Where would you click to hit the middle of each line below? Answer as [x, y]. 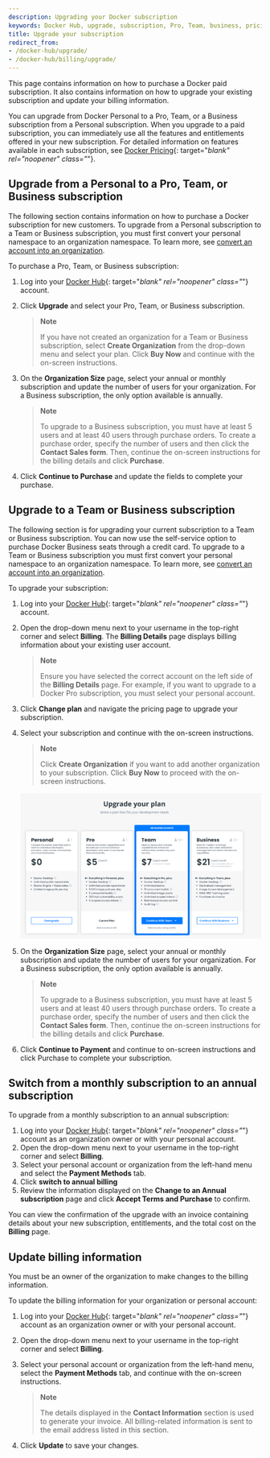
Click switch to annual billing [69, 1182]
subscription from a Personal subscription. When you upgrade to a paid [127, 124]
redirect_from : [34, 43]
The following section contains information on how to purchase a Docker [129, 216]
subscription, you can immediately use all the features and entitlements [127, 133]
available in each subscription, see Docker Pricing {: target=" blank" [119, 150]
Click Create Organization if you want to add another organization [150, 764]
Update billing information [75, 1257]
